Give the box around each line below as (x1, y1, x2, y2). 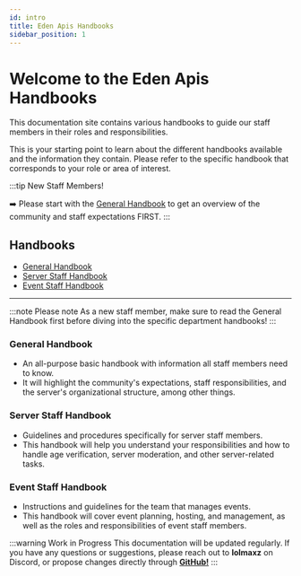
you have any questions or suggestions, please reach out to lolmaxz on (9, 547, 273, 558)
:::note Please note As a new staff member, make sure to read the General (9, 306, 282, 317)
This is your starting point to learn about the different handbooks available (9, 144, 283, 155)
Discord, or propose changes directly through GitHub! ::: (9, 557, 219, 568)
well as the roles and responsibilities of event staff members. (21, 520, 247, 531)
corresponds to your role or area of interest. (9, 163, 172, 174)
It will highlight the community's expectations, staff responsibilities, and (21, 378, 287, 388)
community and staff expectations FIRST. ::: (9, 212, 171, 223)
